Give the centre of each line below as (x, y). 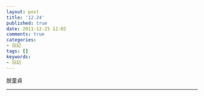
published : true (27, 23)
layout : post (23, 12)
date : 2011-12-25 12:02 (36, 29)
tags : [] (17, 51)
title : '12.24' (25, 18)
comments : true (25, 34)
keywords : (19, 57)
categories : (21, 40)
